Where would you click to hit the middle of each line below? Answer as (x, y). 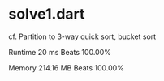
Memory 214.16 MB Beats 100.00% (66, 68)
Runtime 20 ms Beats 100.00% (60, 52)
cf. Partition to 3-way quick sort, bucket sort (82, 36)
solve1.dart (47, 14)
